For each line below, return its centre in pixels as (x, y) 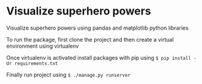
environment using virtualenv (43, 46)
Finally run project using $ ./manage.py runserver (68, 74)
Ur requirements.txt (32, 63)
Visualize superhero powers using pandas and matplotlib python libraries (98, 28)
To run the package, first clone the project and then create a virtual (90, 39)
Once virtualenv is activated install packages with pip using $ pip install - (102, 57)
